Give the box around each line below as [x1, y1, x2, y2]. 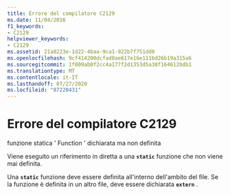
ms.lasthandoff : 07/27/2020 [7, 80, 88, 87]
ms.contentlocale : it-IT [7, 73, 78, 81]
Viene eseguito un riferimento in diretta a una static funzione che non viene [7, 152, 223, 161]
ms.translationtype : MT [7, 67, 76, 74]
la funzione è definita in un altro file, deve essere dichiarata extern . [7, 180, 198, 189]
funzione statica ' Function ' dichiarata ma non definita [7, 139, 161, 148]
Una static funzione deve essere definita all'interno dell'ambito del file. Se [7, 173, 218, 181]
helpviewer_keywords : [7, 36, 69, 43]
